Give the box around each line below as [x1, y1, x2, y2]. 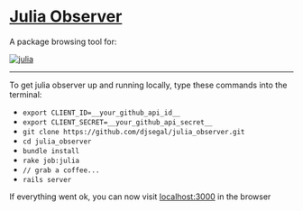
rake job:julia [22, 156, 80, 165]
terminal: [9, 88, 42, 100]
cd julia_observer [22, 137, 92, 146]
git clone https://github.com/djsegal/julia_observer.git [22, 127, 245, 136]
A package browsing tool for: [9, 36, 117, 47]
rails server [22, 175, 72, 184]
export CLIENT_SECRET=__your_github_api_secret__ [22, 117, 214, 127]
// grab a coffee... [22, 165, 100, 175]
